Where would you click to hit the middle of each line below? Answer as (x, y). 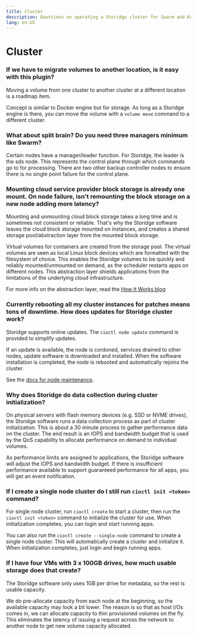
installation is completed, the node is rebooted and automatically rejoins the (97, 362)
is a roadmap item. (28, 96)
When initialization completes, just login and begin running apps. (84, 548)
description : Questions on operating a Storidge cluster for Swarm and (95, 17)
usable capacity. (26, 589)
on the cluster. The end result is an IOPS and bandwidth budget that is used (97, 434)
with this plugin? (30, 77)
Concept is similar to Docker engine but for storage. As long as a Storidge (95, 107)
